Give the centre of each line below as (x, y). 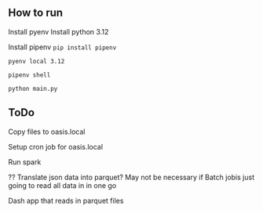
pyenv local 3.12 (37, 61)
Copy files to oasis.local (47, 132)
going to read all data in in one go (62, 185)
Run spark (25, 162)
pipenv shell (29, 75)
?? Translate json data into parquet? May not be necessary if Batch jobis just (131, 177)
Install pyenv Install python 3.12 (58, 31)
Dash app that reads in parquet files (66, 200)
